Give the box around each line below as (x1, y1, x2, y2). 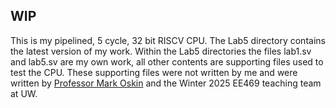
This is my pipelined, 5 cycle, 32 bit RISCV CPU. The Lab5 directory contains (10, 34, 326, 46)
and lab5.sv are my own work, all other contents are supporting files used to (10, 55, 324, 68)
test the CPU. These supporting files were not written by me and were (10, 66, 298, 78)
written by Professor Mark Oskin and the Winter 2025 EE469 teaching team (10, 77, 322, 89)
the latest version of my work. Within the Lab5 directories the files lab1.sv (10, 45, 312, 57)
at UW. (10, 87, 38, 99)
